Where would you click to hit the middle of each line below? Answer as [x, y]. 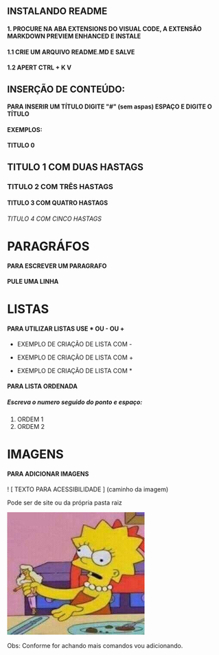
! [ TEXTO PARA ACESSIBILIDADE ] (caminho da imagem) [88, 489]
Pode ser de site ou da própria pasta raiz [65, 502]
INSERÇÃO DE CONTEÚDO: [66, 89]
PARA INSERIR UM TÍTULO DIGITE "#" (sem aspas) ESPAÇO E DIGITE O [110, 107]
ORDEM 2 [31, 427]
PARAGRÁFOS [48, 246]
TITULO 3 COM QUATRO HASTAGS [58, 203]
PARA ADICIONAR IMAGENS [48, 474]
